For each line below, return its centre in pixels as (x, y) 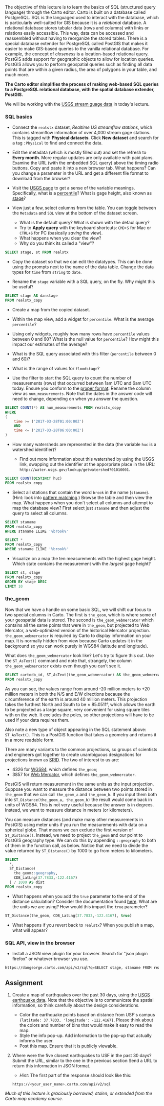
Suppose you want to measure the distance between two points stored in (79, 789)
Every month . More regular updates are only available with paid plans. (83, 158)
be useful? (23, 287)
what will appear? (30, 930)
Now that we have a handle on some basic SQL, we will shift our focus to (78, 610)
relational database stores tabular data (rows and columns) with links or (77, 28)
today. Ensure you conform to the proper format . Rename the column (82, 388)
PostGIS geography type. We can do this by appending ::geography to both (81, 840)
